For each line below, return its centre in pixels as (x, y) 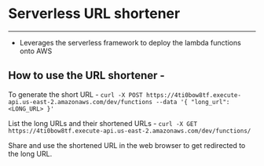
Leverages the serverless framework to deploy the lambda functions (130, 42)
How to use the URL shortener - (86, 76)
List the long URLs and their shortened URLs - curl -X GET (103, 123)
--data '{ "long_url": (193, 102)
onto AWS (36, 51)
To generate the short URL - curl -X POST (75, 94)
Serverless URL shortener (94, 14)
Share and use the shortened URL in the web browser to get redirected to (127, 145)
